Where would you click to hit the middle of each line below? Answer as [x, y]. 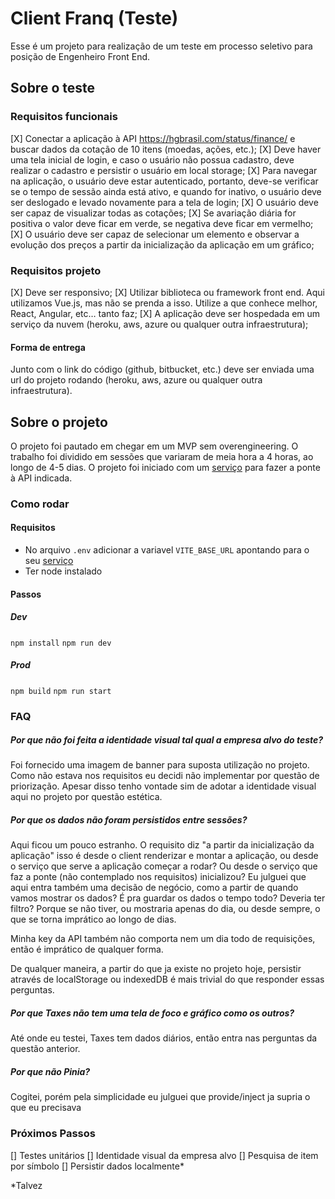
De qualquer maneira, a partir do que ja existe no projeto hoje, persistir [156, 969]
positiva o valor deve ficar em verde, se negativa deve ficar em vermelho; [162, 223]
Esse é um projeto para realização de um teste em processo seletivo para [161, 46]
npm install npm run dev [61, 643]
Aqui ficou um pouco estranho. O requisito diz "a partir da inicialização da [162, 845]
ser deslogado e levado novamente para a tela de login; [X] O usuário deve [164, 202]
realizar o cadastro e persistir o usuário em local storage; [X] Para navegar [164, 170]
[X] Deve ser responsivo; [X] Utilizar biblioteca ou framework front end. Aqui [167, 292]
